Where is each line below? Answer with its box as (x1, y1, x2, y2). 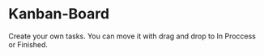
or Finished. (8, 39, 49, 49)
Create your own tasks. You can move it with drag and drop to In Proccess (8, 31, 257, 41)
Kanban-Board (8, 5, 110, 23)
